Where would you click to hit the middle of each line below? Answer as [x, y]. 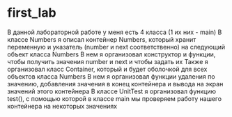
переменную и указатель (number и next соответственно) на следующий [116, 47]
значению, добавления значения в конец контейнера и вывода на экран [115, 84]
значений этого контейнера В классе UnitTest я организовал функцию [112, 91]
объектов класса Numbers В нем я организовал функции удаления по [111, 76]
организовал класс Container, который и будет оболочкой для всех [107, 69]
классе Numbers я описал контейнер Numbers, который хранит [102, 39]
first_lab [32, 13]
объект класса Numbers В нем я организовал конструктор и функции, [111, 54]
